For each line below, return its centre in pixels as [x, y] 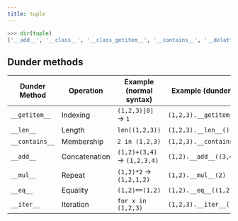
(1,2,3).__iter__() [200, 205]
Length [73, 130]
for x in [132, 201]
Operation [86, 91]
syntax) [139, 100]
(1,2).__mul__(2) [197, 175]
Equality [75, 191]
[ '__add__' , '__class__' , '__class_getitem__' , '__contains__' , [104, 40]
